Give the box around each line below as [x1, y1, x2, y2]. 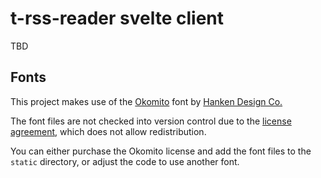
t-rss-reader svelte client [10, 7, 224, 30]
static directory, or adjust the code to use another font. [10, 155, 240, 167]
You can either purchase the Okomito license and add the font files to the [10, 145, 312, 157]
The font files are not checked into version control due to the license [10, 115, 292, 127]
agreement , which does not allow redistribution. [10, 125, 207, 137]
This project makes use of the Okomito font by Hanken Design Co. [10, 95, 283, 107]
